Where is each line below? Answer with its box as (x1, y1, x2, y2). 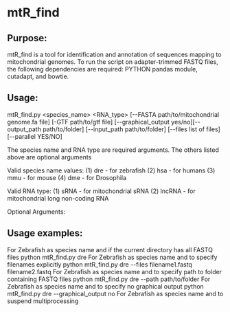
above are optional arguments (7, 153, 92, 161)
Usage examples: (7, 227, 83, 239)
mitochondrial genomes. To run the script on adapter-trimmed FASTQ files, (7, 58, 218, 66)
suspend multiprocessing (7, 297, 79, 305)
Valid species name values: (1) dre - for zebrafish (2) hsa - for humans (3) (7, 166, 216, 175)
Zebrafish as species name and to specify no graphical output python (7, 282, 204, 290)
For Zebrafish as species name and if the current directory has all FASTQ (7, 245, 213, 254)
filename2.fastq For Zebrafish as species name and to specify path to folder (7, 267, 222, 276)
